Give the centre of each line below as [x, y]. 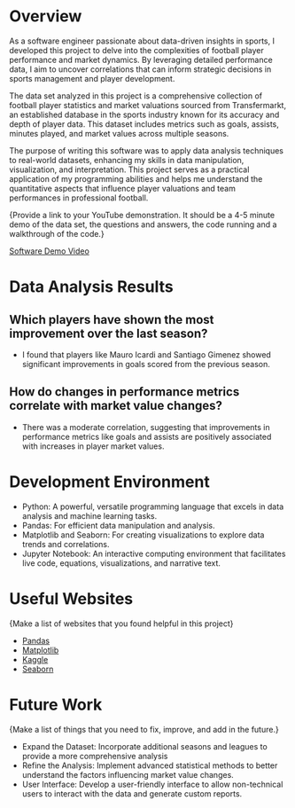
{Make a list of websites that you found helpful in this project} [121, 624]
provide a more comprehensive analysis [95, 756]
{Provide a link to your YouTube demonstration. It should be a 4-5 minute [142, 215]
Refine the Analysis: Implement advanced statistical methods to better [150, 765]
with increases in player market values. [93, 446]
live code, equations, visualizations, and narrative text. [121, 563]
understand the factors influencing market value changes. [128, 774]
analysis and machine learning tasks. [89, 515]
